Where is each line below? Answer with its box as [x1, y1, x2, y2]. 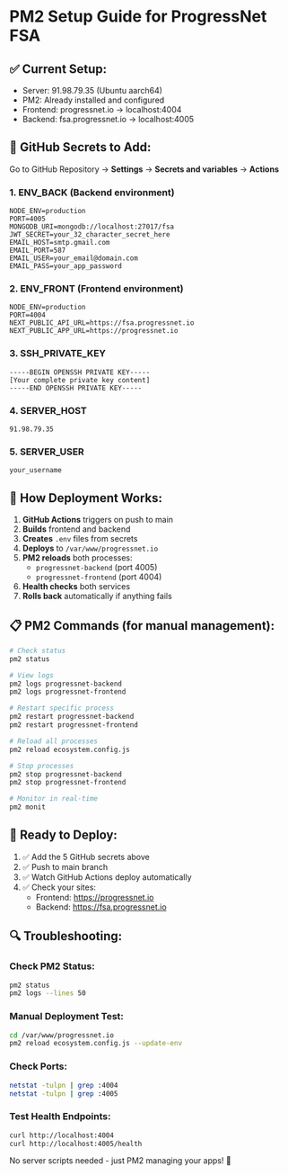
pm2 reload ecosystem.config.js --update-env [9, 1039, 182, 1048]
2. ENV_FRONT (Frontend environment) [9, 283, 184, 295]
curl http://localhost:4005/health [9, 1139, 143, 1148]
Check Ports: [9, 1060, 67, 1072]
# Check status [9, 646, 66, 655]
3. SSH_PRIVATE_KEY [9, 347, 106, 360]
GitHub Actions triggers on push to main [22, 515, 173, 525]
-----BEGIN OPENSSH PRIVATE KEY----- [9, 367, 151, 377]
